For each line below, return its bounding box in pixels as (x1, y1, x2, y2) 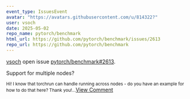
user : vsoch (6, 20, 36, 25)
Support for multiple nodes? (6, 69, 75, 76)
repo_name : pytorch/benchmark (6, 31, 81, 37)
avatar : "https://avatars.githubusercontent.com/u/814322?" (6, 14, 159, 20)
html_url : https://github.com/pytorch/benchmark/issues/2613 (6, 36, 161, 42)
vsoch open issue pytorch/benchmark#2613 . (6, 58, 116, 65)
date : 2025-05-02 (6, 25, 49, 31)
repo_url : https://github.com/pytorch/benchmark (6, 42, 129, 48)
